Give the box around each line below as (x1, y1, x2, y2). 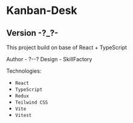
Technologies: (6, 67, 42, 75)
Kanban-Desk (6, 4, 77, 18)
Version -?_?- (6, 28, 59, 38)
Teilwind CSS (15, 99, 48, 105)
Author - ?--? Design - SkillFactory (6, 56, 92, 62)
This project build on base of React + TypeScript (6, 44, 127, 51)
